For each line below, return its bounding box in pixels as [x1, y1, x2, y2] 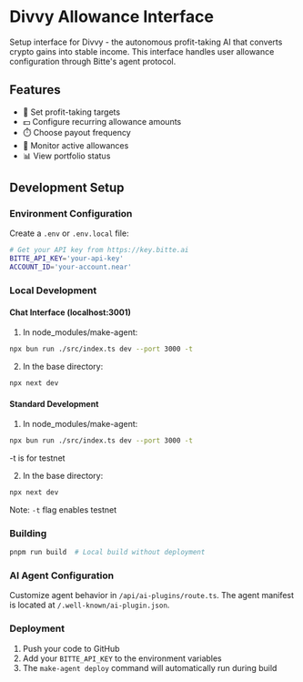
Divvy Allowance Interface [9, 6, 214, 27]
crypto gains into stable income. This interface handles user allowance [9, 46, 275, 56]
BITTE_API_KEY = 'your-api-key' [9, 254, 125, 263]
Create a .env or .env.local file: [9, 228, 129, 239]
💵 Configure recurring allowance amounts [22, 116, 182, 127]
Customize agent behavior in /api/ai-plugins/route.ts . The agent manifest [9, 590, 294, 601]
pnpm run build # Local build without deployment [9, 548, 206, 557]
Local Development [9, 284, 97, 297]
